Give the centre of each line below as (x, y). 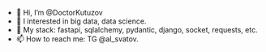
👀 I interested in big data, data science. (81, 21)
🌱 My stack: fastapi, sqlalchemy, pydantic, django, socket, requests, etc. (137, 30)
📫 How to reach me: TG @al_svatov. (77, 39)
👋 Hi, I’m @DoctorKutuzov (59, 13)
